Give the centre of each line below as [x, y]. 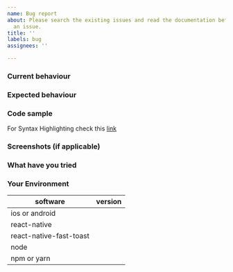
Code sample [30, 113]
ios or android [33, 214]
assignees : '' [28, 46]
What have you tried [42, 165]
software [50, 202]
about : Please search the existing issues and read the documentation [111, 20]
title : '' [21, 33]
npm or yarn [31, 259]
